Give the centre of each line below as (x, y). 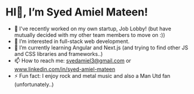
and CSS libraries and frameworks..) (58, 54)
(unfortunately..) (34, 84)
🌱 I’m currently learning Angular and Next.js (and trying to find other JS (101, 48)
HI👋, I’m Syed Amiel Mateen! (77, 12)
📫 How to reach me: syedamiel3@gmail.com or (73, 60)
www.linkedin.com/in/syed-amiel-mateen (65, 69)
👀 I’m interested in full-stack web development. (72, 41)
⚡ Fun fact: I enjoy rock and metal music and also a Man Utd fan (92, 76)
